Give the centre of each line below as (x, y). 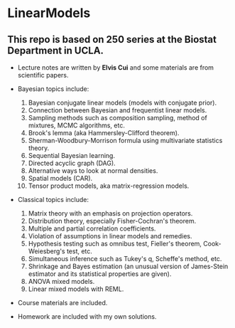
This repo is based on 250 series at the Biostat (112, 39)
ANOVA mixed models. (61, 281)
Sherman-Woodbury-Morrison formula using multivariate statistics (125, 141)
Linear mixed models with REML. (76, 289)
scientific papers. (43, 75)
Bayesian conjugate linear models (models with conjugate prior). (122, 102)
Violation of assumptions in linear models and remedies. (110, 236)
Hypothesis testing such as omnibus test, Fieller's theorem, (115, 244)
